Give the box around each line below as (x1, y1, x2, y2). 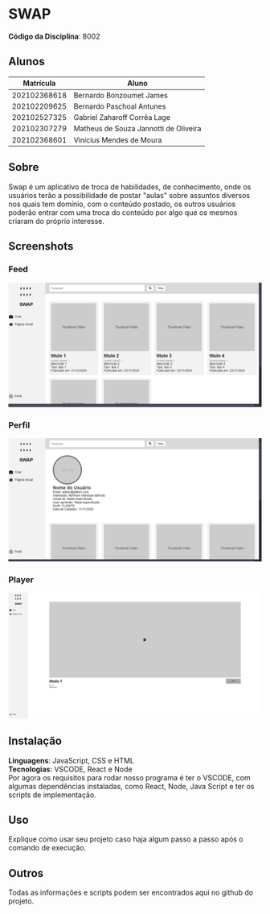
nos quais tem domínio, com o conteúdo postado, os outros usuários (8, 199, 236, 209)
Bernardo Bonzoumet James (73, 90, 169, 100)
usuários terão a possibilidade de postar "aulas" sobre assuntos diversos (8, 190, 251, 200)
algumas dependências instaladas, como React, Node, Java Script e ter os (8, 781, 255, 791)
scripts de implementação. (8, 790, 96, 800)
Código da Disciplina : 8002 (8, 31, 100, 41)
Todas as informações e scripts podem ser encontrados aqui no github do (8, 887, 254, 898)
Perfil (8, 420, 31, 431)
